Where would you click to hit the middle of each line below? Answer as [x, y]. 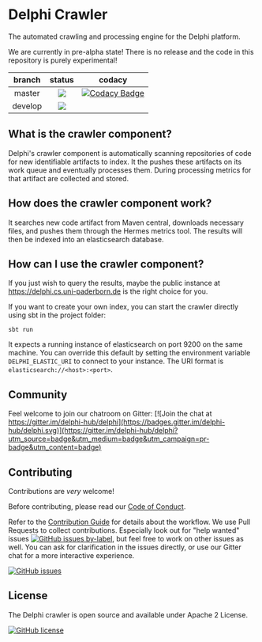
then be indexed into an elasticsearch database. [86, 239]
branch [27, 79]
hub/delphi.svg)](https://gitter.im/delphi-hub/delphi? [93, 431]
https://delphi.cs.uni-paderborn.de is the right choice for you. [108, 291]
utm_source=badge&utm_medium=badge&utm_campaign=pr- [109, 439]
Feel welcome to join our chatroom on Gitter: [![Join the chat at [110, 414]
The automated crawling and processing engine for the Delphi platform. [124, 36]
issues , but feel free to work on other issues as [126, 539]
